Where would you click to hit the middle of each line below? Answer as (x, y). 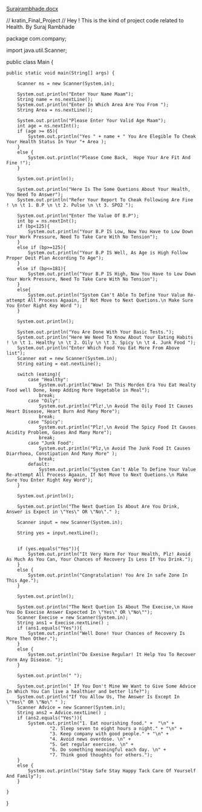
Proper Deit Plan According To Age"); (55, 258)
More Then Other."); (32, 639)
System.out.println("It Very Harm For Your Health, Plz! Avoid (109, 554)
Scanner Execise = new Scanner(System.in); (73, 617)
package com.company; (36, 38)
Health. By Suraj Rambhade (41, 27)
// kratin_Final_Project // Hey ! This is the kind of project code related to (95, 20)
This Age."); (23, 581)
